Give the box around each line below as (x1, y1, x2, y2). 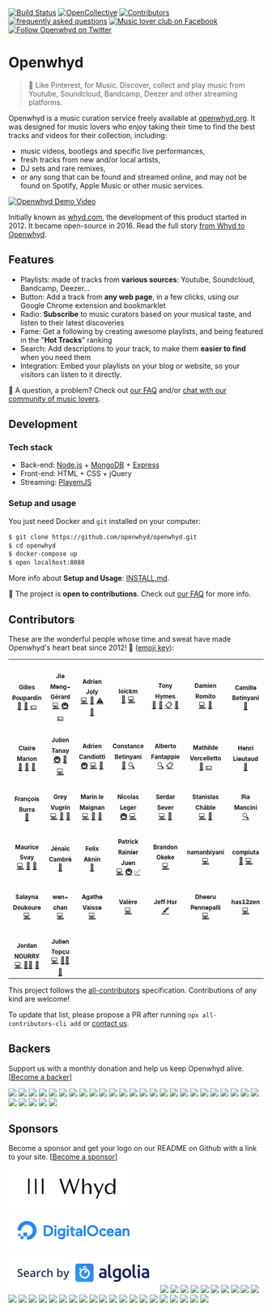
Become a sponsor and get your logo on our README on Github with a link (8, 1144, 257, 1153)
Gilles (19, 683, 36, 691)
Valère (118, 898, 138, 906)
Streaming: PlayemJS (19, 478, 92, 487)
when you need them (19, 352, 91, 361)
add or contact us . (70, 1018, 130, 1028)
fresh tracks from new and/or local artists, (19, 154, 160, 164)
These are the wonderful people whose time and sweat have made (8, 634, 232, 644)
